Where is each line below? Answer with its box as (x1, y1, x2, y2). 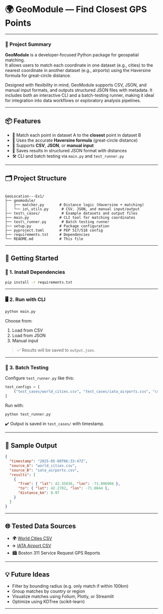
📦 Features (5, 117, 41, 125)
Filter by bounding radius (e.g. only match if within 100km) (12, 583, 129, 589)
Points (5, 18, 32, 29)
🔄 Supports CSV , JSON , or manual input (12, 143, 94, 148)
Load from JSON (12, 332, 46, 338)
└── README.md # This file (5, 236, 83, 241)
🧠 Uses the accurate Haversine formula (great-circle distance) (12, 137, 138, 144)
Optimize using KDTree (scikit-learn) (12, 599, 85, 605)
